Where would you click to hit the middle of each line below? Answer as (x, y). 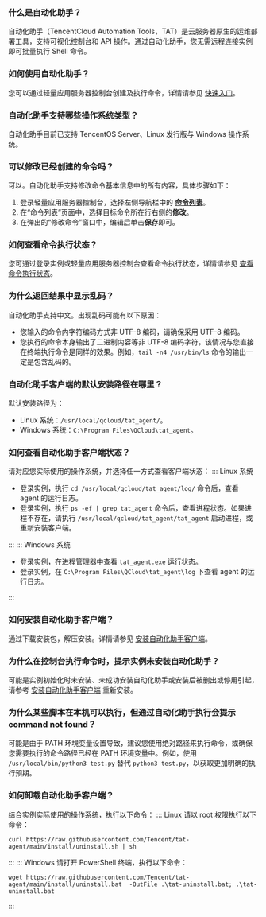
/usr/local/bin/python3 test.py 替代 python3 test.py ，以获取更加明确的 (129, 763)
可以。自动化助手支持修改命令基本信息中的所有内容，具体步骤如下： (120, 185)
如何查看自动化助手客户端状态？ (69, 453)
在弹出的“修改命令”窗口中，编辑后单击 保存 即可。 (100, 222)
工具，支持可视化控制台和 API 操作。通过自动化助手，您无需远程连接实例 (134, 41)
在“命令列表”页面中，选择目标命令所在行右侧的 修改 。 (106, 212)
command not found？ (52, 724)
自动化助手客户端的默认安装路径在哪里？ (85, 384)
